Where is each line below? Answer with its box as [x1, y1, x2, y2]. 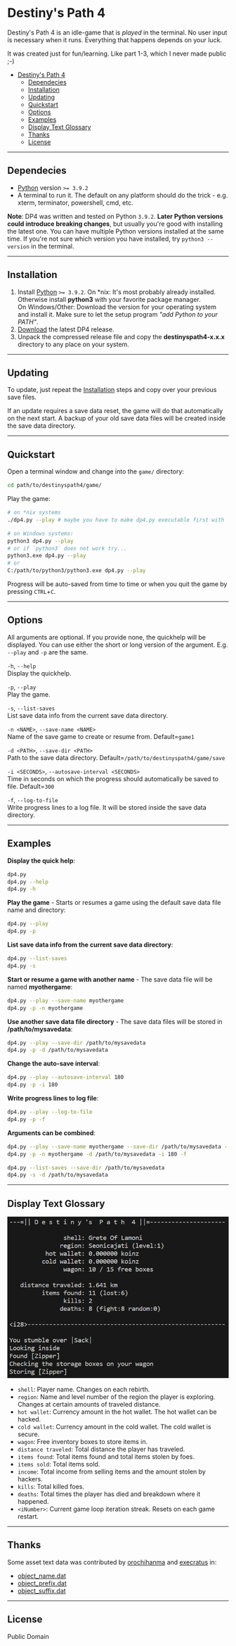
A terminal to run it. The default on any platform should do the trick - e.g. [17, 191, 228, 199]
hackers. [17, 1474, 44, 1483]
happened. [17, 1497, 49, 1505]
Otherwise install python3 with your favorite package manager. [17, 295, 202, 303]
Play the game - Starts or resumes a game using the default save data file [7, 899, 221, 907]
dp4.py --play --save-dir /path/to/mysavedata [7, 1039, 146, 1046]
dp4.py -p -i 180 [7, 1082, 58, 1089]
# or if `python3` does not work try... [7, 545, 128, 552]
